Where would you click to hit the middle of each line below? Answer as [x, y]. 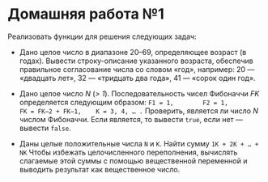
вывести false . [45, 128]
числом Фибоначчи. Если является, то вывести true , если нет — [131, 119]
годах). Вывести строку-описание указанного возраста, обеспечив [136, 61]
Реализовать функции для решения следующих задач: [102, 36]
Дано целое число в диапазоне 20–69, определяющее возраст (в [133, 52]
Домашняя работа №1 [86, 14]
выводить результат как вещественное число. [100, 169]
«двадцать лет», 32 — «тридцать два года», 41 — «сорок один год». [137, 78]
